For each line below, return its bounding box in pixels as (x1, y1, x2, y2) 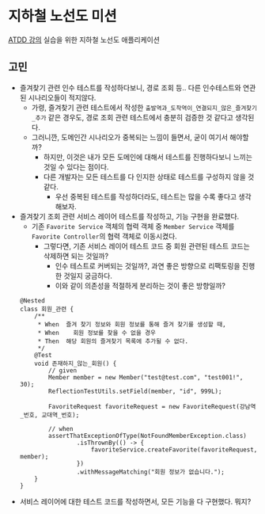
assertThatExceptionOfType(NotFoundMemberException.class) (48, 432, 247, 440)
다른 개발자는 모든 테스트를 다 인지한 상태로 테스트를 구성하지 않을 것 (43, 172, 255, 181)
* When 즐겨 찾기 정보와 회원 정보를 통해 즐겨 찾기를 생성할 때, (37, 320, 227, 329)
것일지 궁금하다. (63, 271, 113, 280)
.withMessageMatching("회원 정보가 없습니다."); (76, 468, 225, 476)
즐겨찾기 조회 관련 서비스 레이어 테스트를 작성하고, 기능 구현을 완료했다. (19, 211, 240, 221)
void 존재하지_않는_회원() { (34, 360, 117, 367)
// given (48, 366, 78, 375)
